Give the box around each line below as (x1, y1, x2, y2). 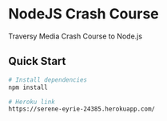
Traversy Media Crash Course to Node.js (8, 31, 142, 41)
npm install (8, 83, 48, 91)
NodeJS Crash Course (8, 5, 159, 23)
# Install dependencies (8, 75, 88, 84)
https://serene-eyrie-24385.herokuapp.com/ (8, 105, 156, 113)
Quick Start (8, 54, 66, 68)
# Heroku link (8, 98, 56, 106)
